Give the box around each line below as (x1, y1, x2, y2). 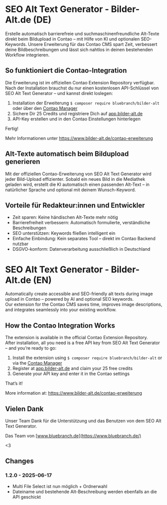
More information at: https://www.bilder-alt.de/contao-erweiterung (5, 390, 142, 396)
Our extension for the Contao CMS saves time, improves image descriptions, (5, 301, 163, 308)
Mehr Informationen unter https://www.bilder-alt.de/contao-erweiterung (5, 135, 153, 141)
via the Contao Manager (12, 360, 62, 366)
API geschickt (12, 494, 41, 500)
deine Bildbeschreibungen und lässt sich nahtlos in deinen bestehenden (5, 46, 153, 52)
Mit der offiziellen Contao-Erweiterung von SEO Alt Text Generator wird (5, 171, 152, 177)
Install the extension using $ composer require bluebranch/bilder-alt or (12, 355, 163, 361)
